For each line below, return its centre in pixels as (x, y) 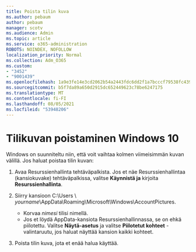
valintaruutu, (38, 232)
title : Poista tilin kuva (37, 11)
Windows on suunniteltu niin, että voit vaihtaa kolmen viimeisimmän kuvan (95, 154)
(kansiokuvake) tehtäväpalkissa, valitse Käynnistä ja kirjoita (86, 178)
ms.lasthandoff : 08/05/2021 (40, 104)
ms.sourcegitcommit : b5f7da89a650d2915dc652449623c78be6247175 (85, 88)
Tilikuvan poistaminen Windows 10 (92, 138)
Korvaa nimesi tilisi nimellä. (56, 213)
